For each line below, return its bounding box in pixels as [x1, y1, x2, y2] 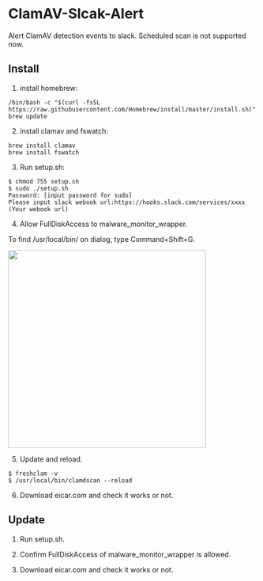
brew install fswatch [8, 148, 80, 157]
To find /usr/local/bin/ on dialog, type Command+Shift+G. [8, 234, 196, 243]
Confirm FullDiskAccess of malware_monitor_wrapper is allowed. [19, 549, 231, 559]
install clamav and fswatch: [19, 126, 109, 135]
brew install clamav [8, 141, 77, 149]
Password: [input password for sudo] [8, 191, 133, 199]
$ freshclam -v [8, 470, 58, 477]
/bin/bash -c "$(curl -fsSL [8, 98, 101, 107]
